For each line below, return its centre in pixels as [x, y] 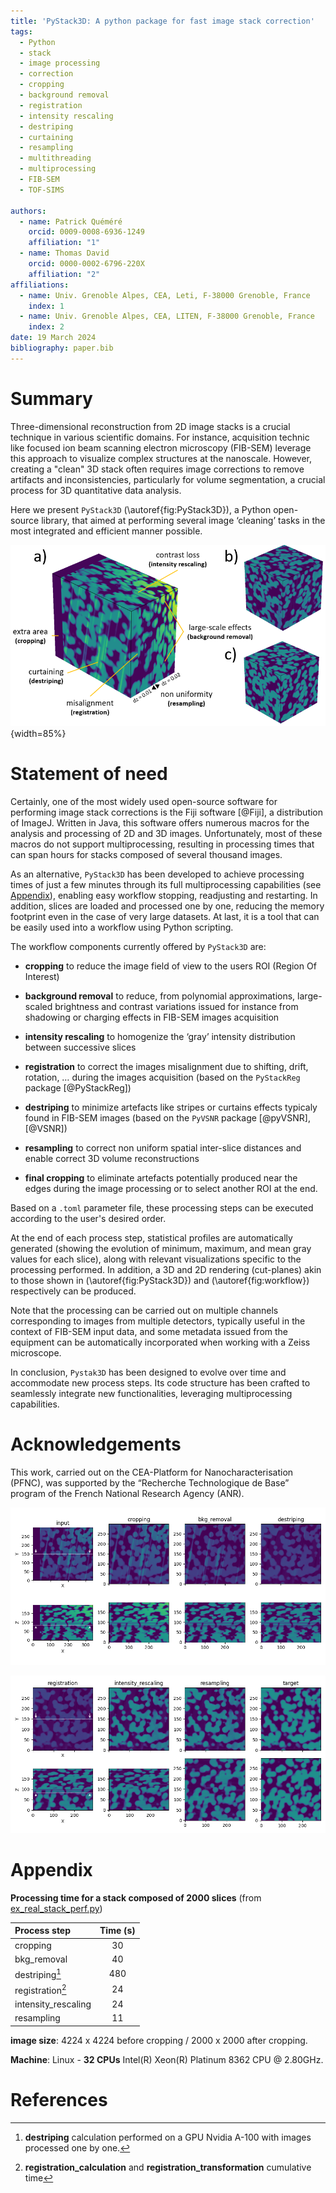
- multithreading [55, 158]
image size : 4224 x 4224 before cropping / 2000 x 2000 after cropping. [159, 2040]
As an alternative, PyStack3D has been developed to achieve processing [157, 874]
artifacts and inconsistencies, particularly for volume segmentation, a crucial [168, 479]
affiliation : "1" [64, 243]
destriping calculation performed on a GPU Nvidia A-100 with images [168, 2137]
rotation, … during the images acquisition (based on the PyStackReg [162, 1077]
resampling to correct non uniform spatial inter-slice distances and [163, 1147]
